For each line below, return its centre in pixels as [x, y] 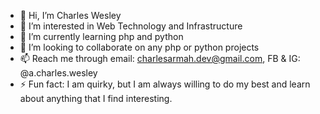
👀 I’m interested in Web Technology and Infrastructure [131, 26]
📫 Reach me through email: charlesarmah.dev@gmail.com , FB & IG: [160, 58]
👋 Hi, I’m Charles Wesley [70, 15]
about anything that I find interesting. [96, 98]
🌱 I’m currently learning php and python [101, 36]
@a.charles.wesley [58, 73]
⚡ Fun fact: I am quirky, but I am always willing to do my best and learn [165, 84]
